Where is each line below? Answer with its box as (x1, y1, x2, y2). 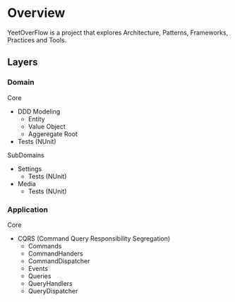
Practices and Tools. (7, 35, 67, 44)
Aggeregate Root (28, 129, 78, 138)
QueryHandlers (28, 279, 73, 287)
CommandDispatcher (28, 256, 90, 265)
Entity (28, 114, 45, 123)
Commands (28, 241, 62, 250)
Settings (17, 164, 42, 173)
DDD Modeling (17, 107, 61, 116)
